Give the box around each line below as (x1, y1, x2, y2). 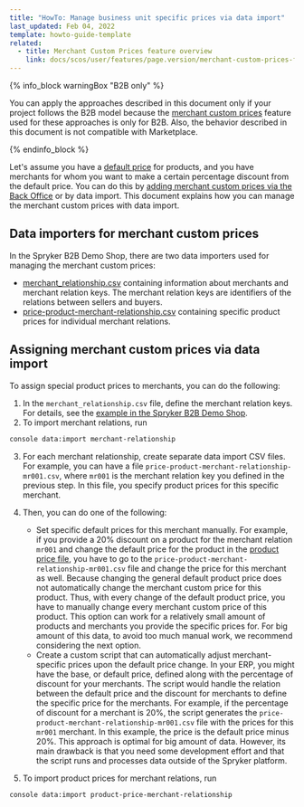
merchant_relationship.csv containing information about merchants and (22, 277, 290, 288)
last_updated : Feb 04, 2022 (9, 22, 116, 31)
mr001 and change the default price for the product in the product (35, 544, 280, 555)
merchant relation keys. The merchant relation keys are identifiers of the (22, 287, 292, 298)
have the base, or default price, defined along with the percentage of (35, 669, 294, 679)
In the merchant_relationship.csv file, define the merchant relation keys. (22, 397, 293, 408)
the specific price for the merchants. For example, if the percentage (35, 698, 290, 708)
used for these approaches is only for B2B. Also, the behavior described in (9, 117, 288, 128)
